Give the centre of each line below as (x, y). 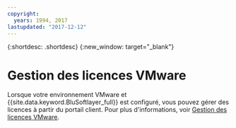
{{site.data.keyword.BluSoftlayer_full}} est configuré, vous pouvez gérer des (118, 102)
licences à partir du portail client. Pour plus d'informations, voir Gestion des (117, 110)
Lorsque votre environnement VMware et (67, 95)
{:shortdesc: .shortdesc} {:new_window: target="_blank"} (91, 47)
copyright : (23, 14)
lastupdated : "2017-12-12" (47, 27)
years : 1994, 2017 (41, 20)
